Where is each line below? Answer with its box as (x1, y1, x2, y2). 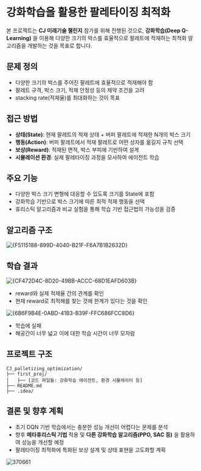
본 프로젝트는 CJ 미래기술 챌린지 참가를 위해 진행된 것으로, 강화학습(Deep (6, 27, 181, 34)
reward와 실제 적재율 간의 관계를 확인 (15, 290, 104, 297)
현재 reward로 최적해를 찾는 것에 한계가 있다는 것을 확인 (15, 297, 148, 304)
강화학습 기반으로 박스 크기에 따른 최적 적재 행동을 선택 (15, 198, 145, 205)
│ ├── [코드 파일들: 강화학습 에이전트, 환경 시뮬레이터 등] (6, 377, 143, 383)
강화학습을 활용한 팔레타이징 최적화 (6, 5, 171, 19)
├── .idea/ (6, 388, 34, 394)
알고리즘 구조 (6, 225, 53, 235)
